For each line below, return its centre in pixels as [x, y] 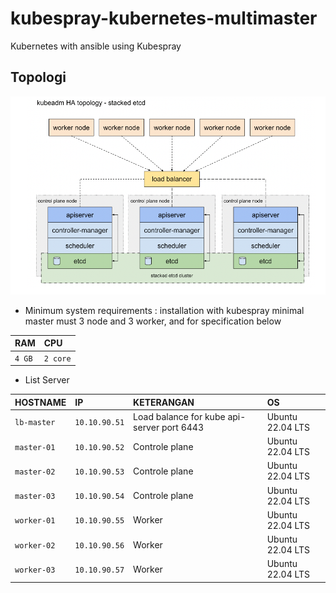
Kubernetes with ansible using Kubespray [96, 46]
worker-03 [35, 570]
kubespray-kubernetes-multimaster [164, 18]
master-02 [35, 472]
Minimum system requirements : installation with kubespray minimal [164, 310]
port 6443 [183, 427]
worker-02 [35, 545]
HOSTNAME [40, 402]
